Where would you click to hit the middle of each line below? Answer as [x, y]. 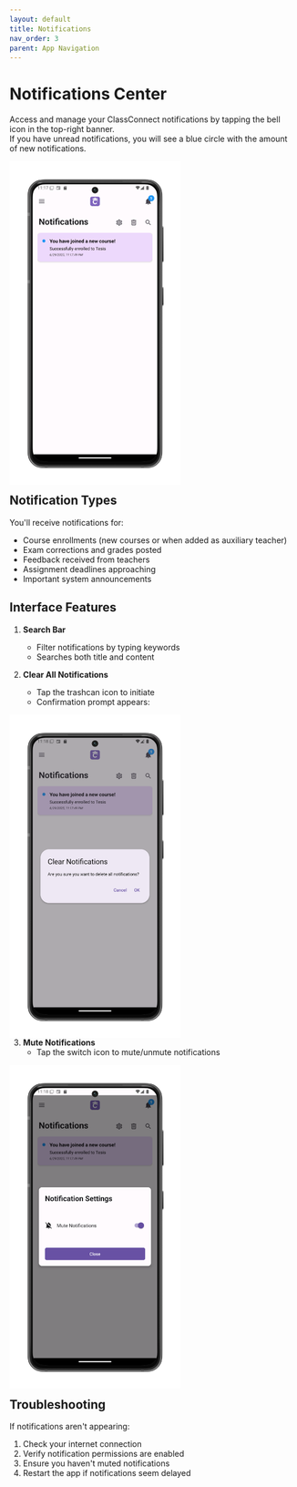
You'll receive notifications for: [67, 522]
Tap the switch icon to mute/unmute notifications [128, 1052]
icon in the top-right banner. [62, 129]
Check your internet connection [82, 1444]
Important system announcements [87, 579]
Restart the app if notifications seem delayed [107, 1473]
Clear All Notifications [66, 674]
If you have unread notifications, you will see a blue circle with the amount [148, 139]
